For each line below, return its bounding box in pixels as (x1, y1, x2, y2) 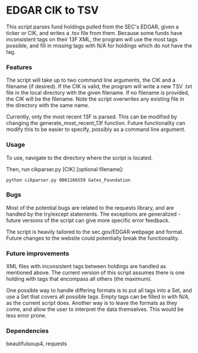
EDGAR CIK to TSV (6, 4, 99, 17)
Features (6, 63, 33, 71)
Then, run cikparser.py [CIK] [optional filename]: (6, 165, 124, 172)
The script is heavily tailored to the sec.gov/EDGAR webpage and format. (6, 228, 184, 235)
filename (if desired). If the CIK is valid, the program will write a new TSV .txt (6, 83, 192, 90)
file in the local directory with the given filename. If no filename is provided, (6, 89, 190, 97)
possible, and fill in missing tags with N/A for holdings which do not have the (6, 42, 192, 49)
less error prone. (6, 312, 47, 319)
